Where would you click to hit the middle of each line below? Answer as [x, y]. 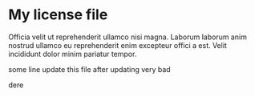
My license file [58, 15]
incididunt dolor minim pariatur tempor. [73, 54]
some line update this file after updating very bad [89, 69]
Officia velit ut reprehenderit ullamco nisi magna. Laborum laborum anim [127, 37]
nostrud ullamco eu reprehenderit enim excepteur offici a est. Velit [117, 45]
